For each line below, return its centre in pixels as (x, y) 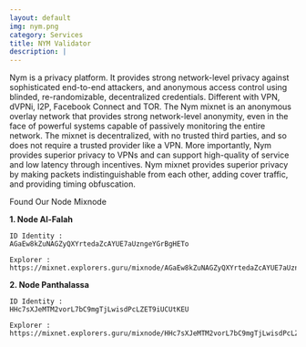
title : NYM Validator (51, 43)
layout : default (40, 18)
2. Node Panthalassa (49, 285)
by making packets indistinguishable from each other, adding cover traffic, (149, 175)
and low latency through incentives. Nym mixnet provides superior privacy (149, 165)
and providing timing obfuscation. (73, 184)
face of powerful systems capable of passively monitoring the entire (138, 126)
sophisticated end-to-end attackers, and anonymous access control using (148, 87)
